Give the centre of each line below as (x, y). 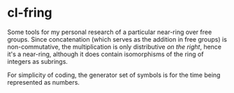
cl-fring (30, 13)
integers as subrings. (38, 61)
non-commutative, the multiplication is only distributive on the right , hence (115, 46)
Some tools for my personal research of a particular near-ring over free (110, 32)
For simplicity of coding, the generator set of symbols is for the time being (114, 75)
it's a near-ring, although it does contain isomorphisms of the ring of (105, 54)
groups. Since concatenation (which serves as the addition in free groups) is (117, 39)
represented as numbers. (44, 82)
